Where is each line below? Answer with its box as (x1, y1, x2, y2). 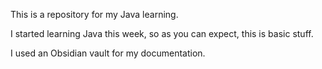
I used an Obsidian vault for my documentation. (10, 47, 206, 59)
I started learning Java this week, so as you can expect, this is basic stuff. (10, 28, 314, 39)
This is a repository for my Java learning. (10, 9, 179, 20)
